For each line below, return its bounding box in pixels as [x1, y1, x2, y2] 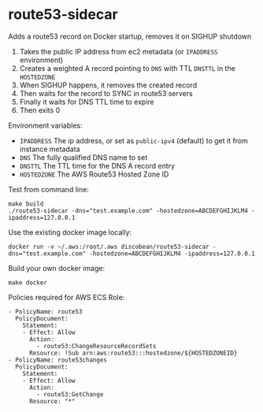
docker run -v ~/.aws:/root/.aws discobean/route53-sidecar [8, 243, 210, 251]
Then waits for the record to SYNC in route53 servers [19, 88, 193, 98]
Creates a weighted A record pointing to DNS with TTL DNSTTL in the [19, 63, 236, 72]
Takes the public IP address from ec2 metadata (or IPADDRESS [19, 46, 218, 56]
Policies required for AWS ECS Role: [8, 292, 125, 302]
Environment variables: [8, 121, 83, 130]
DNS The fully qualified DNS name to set [19, 152, 148, 162]
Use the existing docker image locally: [8, 227, 132, 237]
